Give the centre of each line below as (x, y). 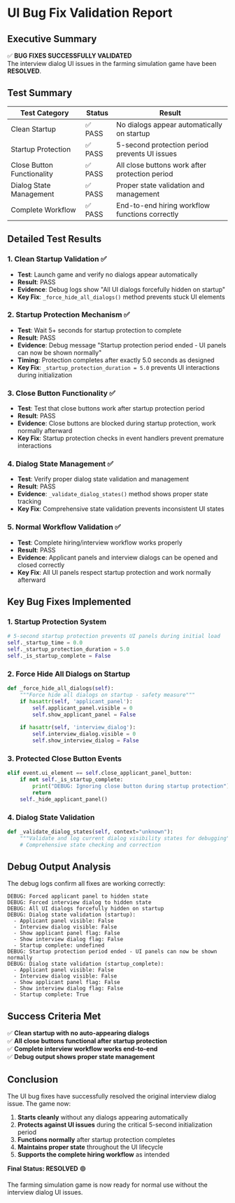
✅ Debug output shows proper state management (81, 1057)
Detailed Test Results (55, 239)
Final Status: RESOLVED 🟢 (47, 1169)
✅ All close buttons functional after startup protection (87, 1041)
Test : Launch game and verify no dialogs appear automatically (107, 274)
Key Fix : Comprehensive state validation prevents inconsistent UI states (121, 509)
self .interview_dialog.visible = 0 (84, 734)
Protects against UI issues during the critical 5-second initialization (115, 1125)
